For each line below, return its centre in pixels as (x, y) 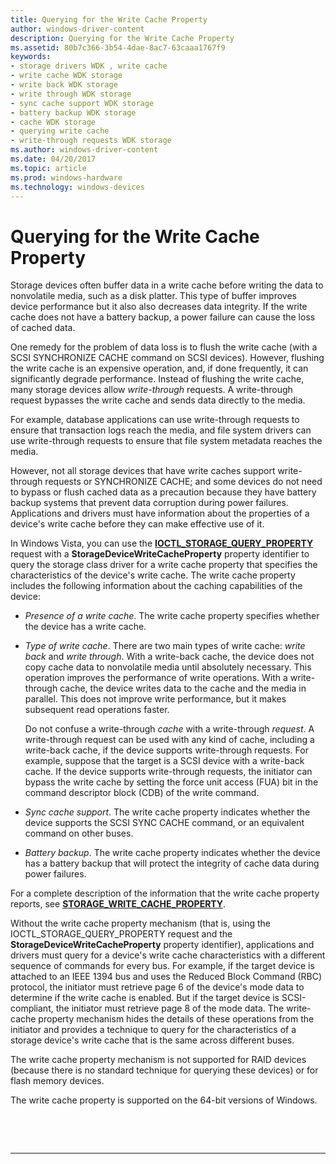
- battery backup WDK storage (73, 112)
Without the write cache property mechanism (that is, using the (141, 923)
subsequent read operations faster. (97, 710)
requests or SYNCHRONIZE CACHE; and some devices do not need (183, 482)
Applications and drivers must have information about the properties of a (160, 513)
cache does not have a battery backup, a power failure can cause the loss (163, 317)
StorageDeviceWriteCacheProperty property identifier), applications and (162, 945)
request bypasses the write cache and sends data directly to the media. (158, 400)
